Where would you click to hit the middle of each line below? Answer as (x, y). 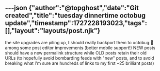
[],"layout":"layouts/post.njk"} (53, 31)
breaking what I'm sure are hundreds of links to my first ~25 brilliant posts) (80, 63)
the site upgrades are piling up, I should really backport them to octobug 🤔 (79, 42)
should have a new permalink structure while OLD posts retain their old (76, 53)
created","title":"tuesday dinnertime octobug (75, 16)
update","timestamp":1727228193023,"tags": (76, 23)
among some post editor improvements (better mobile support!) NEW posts (80, 48)
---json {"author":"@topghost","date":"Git (72, 8)
